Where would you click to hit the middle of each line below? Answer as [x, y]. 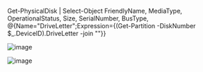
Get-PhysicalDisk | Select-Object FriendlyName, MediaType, [95, 11]
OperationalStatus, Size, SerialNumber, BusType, [78, 18]
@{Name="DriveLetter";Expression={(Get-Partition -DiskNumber [101, 26]
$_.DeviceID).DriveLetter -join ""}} [57, 33]
